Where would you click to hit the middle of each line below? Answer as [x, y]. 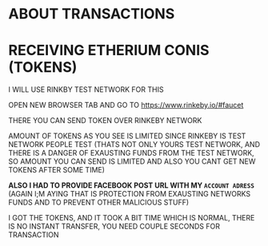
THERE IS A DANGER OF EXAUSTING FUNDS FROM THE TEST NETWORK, [131, 153]
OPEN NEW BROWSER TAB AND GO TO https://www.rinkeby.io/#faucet [126, 105]
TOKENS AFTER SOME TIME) [57, 170]
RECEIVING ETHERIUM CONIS [109, 51]
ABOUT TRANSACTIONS [92, 14]
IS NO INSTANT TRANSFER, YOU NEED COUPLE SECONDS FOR [114, 226]
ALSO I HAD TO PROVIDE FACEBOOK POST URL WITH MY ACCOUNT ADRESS [131, 185]
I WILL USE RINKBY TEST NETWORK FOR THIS [86, 89]
